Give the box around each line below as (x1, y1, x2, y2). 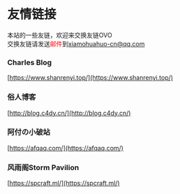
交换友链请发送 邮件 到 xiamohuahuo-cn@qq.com (7, 39, 145, 48)
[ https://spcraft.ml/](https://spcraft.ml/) (7, 179, 120, 188)
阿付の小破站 (7, 127, 51, 137)
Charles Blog (7, 57, 52, 67)
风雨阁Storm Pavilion (7, 162, 80, 172)
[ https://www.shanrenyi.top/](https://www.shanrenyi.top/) (7, 74, 173, 82)
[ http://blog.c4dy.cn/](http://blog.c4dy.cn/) (7, 109, 131, 117)
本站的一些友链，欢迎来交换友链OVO (7, 31, 113, 39)
